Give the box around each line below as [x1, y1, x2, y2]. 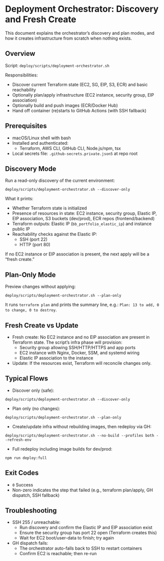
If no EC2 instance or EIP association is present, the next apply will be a [5, 251, 149, 257]
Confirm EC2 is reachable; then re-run [19, 551, 97, 557]
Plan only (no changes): [12, 406, 60, 411]
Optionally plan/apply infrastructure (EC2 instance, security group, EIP [12, 92, 154, 98]
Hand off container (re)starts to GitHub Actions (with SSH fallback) [12, 107, 147, 113]
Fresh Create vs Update [5, 321, 79, 330]
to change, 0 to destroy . [5, 307, 57, 313]
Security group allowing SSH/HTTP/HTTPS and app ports [19, 345, 136, 350]
